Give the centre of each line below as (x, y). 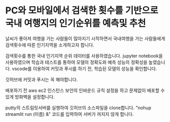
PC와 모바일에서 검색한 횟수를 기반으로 (82, 11)
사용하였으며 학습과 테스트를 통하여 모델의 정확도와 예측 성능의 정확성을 (76, 62)
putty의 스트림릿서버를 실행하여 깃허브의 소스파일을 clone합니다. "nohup (78, 108)
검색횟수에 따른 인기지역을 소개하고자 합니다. (50, 45)
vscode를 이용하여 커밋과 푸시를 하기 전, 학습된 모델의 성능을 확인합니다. (84, 68)
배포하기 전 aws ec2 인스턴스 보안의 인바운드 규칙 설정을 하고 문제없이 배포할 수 (85, 90)
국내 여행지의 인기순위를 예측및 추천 (76, 23)
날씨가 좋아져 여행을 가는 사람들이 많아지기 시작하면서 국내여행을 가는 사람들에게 (85, 38)
